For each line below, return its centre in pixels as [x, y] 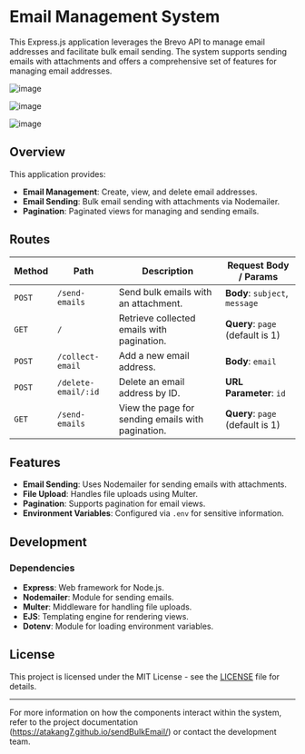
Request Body [258, 265]
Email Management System [115, 17]
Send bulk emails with [165, 292]
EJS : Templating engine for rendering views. [105, 617]
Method [31, 271]
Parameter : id [256, 392]
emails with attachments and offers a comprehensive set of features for [143, 61]
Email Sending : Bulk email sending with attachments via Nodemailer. [151, 201]
